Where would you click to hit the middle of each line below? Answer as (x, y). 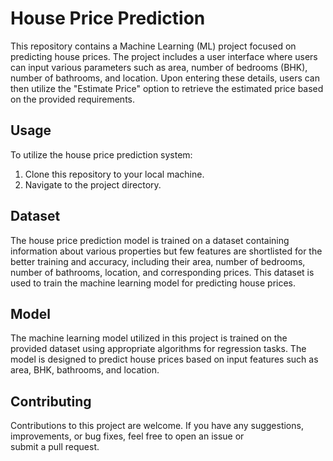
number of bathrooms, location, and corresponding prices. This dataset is (162, 272)
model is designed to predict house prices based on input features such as (164, 359)
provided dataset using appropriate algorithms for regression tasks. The (158, 349)
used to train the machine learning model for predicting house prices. (153, 283)
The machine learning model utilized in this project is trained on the (149, 338)
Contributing (51, 401)
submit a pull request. (55, 447)
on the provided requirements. (73, 99)
